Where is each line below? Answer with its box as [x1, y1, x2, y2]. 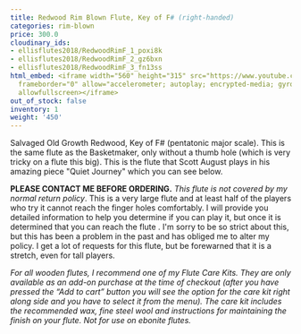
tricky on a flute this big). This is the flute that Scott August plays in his [10, 157, 271, 167]
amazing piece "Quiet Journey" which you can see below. [10, 167, 223, 177]
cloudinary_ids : [10, 38, 71, 47]
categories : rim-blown [10, 21, 95, 30]
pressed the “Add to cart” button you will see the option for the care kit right [10, 287, 291, 297]
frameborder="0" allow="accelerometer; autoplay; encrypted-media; [18, 80, 275, 89]
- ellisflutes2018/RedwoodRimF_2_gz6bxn [10, 55, 163, 64]
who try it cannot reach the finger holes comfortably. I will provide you [10, 202, 269, 213]
